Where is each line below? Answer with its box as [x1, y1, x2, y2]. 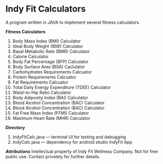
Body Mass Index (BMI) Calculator [12, 38, 81, 44]
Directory [5, 124, 25, 130]
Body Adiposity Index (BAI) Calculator [12, 94, 88, 100]
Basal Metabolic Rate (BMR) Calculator [12, 48, 90, 54]
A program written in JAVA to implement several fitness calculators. [5, 19, 140, 25]
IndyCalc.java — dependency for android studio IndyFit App [12, 139, 132, 145]
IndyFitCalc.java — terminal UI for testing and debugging [12, 134, 126, 140]
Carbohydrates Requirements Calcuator [12, 69, 92, 75]
